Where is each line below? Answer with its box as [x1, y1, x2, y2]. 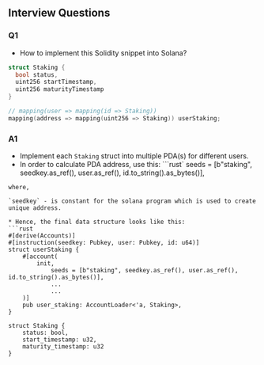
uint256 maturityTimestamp [15, 86, 104, 93]
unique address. [8, 204, 62, 212]
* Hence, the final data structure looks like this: [8, 218, 186, 226]
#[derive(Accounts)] [8, 232, 77, 240]
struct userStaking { [8, 245, 80, 254]
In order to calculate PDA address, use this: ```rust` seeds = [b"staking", [19, 160, 253, 169]
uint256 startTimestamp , [15, 78, 97, 86]
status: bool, [22, 329, 69, 337]
